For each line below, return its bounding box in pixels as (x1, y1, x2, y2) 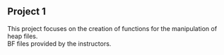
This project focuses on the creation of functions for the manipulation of (7, 24, 218, 32)
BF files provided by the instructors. (7, 39, 112, 48)
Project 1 (7, 6, 46, 18)
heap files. (7, 32, 38, 40)
